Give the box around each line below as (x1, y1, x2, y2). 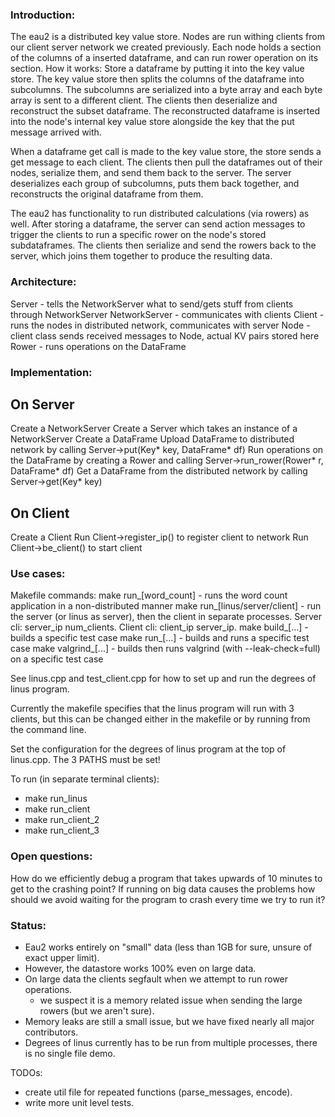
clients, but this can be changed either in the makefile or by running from (10, 713, 311, 725)
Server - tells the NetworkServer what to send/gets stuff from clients (10, 298, 294, 310)
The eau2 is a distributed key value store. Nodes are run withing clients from (10, 31, 325, 43)
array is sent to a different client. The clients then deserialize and (10, 94, 278, 107)
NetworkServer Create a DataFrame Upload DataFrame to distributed (10, 433, 295, 445)
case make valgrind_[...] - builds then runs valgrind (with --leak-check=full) (10, 643, 321, 655)
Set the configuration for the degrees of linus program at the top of (10, 743, 287, 755)
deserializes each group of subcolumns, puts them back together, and (10, 178, 300, 190)
